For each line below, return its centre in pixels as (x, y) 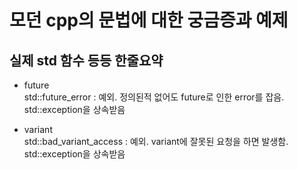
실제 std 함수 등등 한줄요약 (86, 60)
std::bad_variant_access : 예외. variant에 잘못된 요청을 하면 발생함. (156, 141)
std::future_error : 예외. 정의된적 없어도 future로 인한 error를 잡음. (154, 97)
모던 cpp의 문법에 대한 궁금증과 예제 (149, 20)
